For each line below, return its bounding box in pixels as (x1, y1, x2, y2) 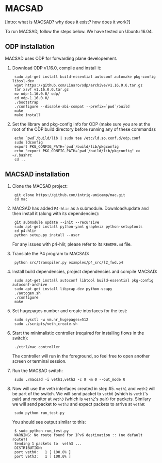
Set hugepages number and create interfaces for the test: (12, 307, 128, 314)
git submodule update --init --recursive (14, 220, 99, 225)
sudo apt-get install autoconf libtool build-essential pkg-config (14, 278, 154, 283)
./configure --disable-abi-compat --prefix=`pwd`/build (14, 104, 130, 109)
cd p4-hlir (14, 228, 36, 233)
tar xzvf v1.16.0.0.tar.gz (14, 87, 69, 92)
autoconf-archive (12, 282, 48, 287)
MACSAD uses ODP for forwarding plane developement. (5, 55, 117, 61)
